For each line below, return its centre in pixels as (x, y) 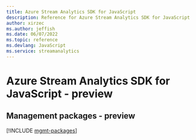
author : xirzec (25, 23)
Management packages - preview (71, 116)
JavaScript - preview (60, 94)
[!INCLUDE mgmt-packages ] (42, 130)
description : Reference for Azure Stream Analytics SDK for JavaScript (98, 17)
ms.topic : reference (32, 40)
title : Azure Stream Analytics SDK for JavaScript (71, 12)
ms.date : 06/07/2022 (32, 34)
